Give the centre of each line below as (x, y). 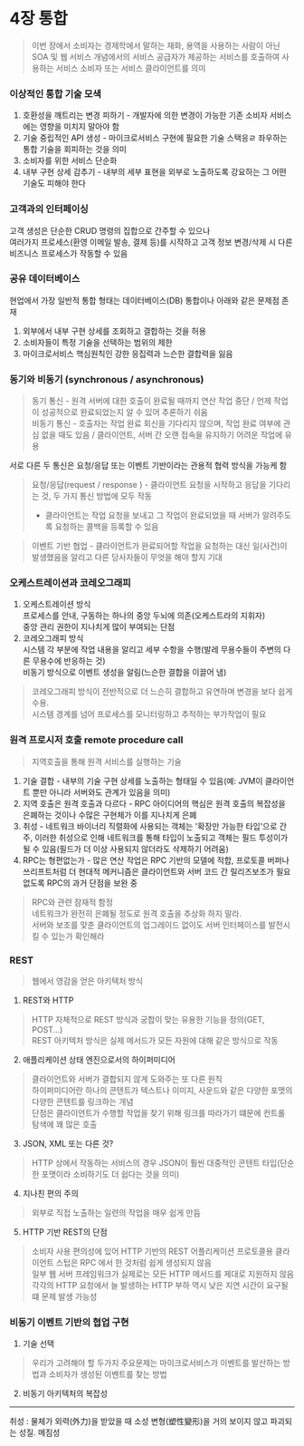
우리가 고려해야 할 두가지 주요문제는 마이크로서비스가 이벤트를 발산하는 (156, 1363)
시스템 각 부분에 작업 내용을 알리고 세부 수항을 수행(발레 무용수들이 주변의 (152, 650)
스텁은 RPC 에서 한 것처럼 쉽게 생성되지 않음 (134, 1263)
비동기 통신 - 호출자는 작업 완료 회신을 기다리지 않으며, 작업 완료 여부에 (156, 423)
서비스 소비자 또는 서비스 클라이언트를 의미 (131, 68)
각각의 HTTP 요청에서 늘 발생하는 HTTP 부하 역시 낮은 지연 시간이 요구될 (160, 1286)
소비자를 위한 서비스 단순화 (70, 160)
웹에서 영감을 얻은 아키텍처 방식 (87, 981)
